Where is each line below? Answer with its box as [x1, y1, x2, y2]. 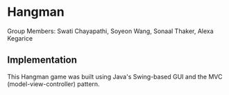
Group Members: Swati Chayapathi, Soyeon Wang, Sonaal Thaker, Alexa [7, 27, 214, 35]
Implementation [7, 54, 78, 66]
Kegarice [7, 34, 33, 42]
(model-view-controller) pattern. [7, 80, 100, 88]
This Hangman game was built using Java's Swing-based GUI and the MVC [7, 72, 223, 81]
